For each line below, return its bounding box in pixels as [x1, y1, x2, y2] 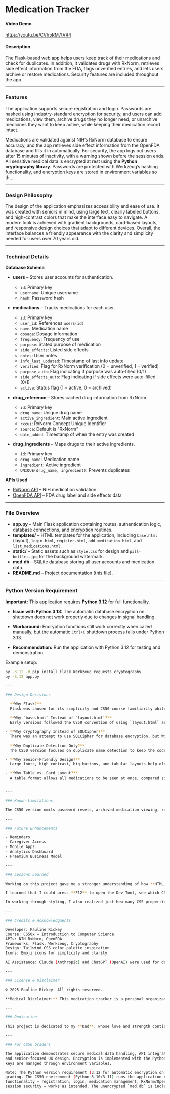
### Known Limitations [5, 798, 53, 803]
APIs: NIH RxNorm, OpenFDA [5, 936, 62, 941]
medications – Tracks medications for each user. [12, 305, 115, 311]
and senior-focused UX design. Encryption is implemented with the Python [5, 1056, 166, 1061]
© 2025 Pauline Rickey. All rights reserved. [5, 987, 103, 992]
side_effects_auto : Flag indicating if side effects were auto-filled [20, 374, 156, 380]
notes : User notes [20, 352, 57, 359]
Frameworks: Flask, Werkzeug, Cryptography [5, 941, 99, 946]
